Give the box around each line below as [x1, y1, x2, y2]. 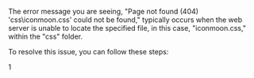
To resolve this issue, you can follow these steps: [8, 47, 169, 56]
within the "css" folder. [8, 32, 83, 41]
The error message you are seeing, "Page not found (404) [8, 7, 199, 16]
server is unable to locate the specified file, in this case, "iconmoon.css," [8, 24, 246, 32]
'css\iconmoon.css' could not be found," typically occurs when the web [8, 15, 243, 24]
